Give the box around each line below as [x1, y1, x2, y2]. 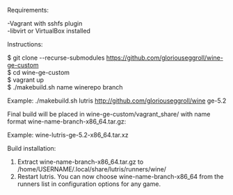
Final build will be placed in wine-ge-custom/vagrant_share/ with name [7, 110, 211, 118]
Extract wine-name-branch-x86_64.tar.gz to [17, 158, 144, 166]
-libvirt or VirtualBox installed [7, 27, 90, 35]
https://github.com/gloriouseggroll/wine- [106, 53, 224, 62]
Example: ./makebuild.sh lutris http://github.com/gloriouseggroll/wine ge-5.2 [7, 96, 227, 105]
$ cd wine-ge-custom [7, 69, 70, 76]
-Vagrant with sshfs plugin [7, 19, 83, 27]
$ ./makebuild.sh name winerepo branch [7, 83, 123, 91]
